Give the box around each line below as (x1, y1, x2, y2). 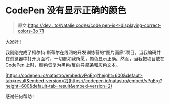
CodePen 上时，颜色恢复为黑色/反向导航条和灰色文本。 (5, 62, 120, 68)
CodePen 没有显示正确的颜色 (5, 5, 126, 16)
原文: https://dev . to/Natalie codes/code (17, 22, 101, 28)
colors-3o (17, 28, 38, 34)
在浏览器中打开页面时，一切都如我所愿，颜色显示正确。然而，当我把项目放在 (5, 55, 165, 61)
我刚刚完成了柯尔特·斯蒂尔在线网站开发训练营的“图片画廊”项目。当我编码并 (5, 49, 161, 55)
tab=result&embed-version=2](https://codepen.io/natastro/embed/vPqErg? (5, 77, 163, 84)
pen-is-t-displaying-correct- (102, 22, 161, 28)
